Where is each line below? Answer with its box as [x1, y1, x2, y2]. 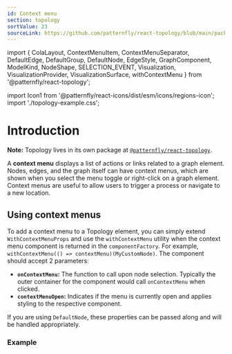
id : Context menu [7, 10, 57, 17]
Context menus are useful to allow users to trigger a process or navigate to [7, 182, 220, 190]
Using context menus [7, 209, 101, 220]
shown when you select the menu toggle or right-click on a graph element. [7, 174, 220, 182]
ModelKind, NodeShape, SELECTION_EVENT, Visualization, [7, 63, 176, 71]
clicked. [17, 285, 40, 293]
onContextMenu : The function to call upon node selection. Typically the [17, 270, 216, 278]
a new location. [7, 188, 50, 197]
